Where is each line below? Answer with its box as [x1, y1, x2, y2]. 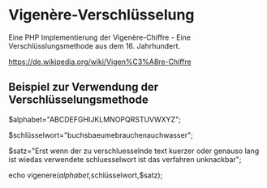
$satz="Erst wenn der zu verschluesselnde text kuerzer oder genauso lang [8, 146, 260, 156]
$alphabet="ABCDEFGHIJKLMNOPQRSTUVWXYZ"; [8, 114, 181, 124]
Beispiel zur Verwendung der [8, 80, 159, 94]
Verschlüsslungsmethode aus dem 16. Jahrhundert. [8, 41, 181, 50]
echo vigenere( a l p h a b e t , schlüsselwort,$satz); [8, 170, 163, 180]
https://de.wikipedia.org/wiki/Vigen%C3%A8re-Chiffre [8, 57, 192, 66]
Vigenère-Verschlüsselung [8, 6, 195, 24]
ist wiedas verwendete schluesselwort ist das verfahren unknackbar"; [8, 154, 242, 164]
